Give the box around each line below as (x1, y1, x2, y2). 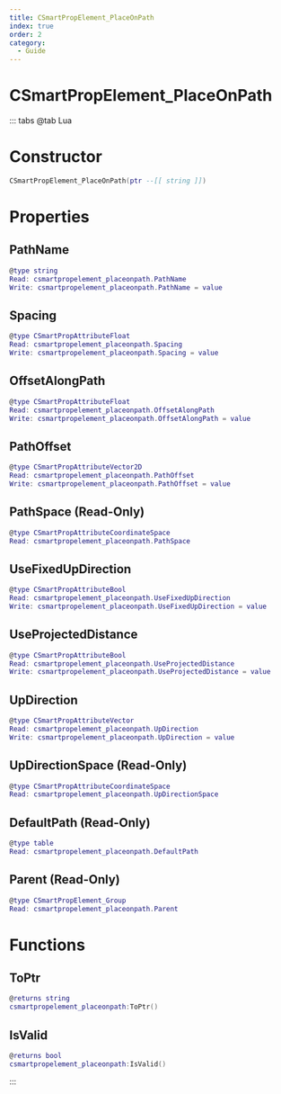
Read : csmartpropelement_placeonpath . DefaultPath (9, 847, 199, 856)
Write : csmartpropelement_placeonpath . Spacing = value (9, 348, 219, 358)
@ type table (9, 838, 54, 848)
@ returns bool (9, 1051, 63, 1060)
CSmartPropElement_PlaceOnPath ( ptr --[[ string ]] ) (9, 176, 206, 185)
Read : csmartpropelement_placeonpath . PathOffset (9, 471, 195, 480)
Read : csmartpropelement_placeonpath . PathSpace (9, 536, 191, 545)
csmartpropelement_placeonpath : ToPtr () (9, 1002, 159, 1012)
